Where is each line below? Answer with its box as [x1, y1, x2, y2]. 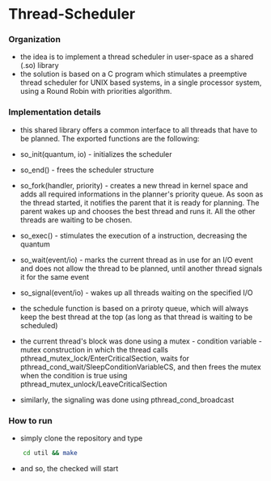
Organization [8, 34, 61, 45]
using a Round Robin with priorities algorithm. [19, 86, 172, 96]
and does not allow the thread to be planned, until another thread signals [19, 264, 263, 273]
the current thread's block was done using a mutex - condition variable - [19, 336, 263, 346]
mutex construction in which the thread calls [19, 344, 168, 354]
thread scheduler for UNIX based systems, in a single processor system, [19, 78, 262, 87]
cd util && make [23, 449, 78, 458]
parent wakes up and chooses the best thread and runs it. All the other [19, 206, 256, 216]
